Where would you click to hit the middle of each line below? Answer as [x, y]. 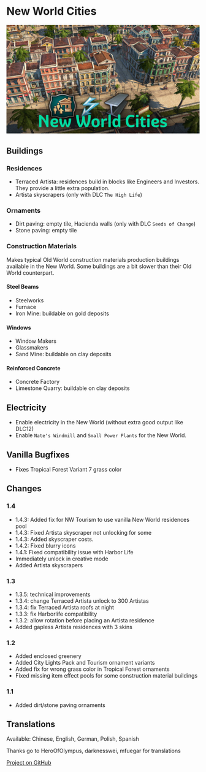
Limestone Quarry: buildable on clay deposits [72, 388]
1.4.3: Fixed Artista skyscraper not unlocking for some [83, 532]
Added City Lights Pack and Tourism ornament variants [85, 663]
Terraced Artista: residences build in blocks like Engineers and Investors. [107, 182]
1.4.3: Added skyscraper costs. [54, 539]
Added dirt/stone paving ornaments [60, 705]
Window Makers [36, 341]
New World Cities [51, 11]
